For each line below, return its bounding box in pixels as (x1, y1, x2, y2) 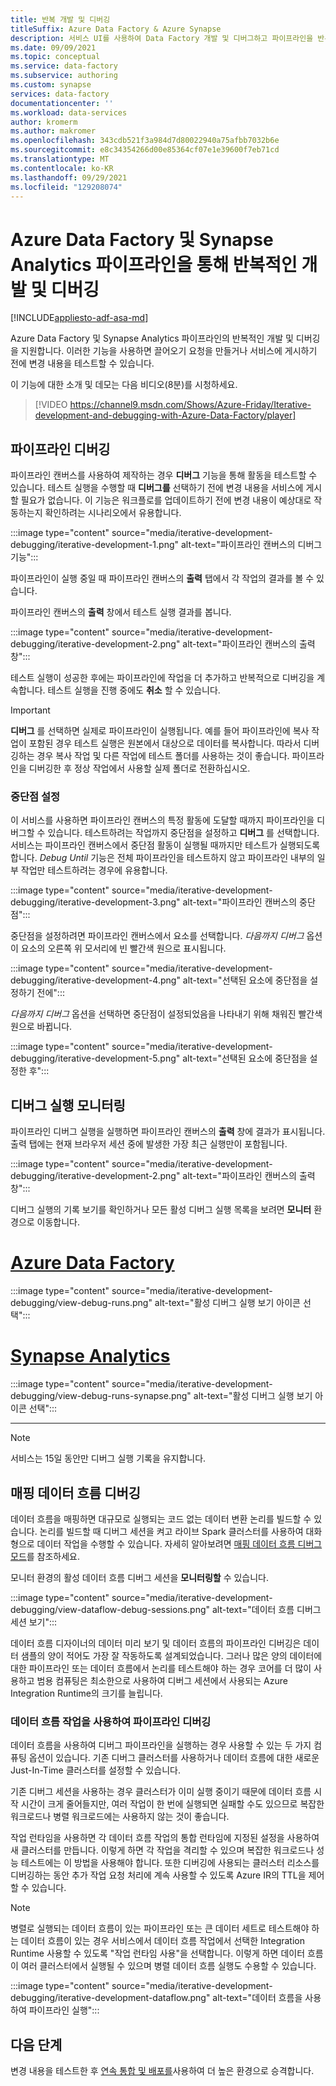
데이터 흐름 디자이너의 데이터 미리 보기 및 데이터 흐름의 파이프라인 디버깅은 (10, 1637, 302, 1649)
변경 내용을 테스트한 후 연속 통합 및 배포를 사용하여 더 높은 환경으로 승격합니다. (10, 2065, 315, 2077)
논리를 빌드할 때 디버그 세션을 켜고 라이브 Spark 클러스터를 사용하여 (39, 1525, 304, 1537)
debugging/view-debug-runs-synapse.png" (10, 1390, 192, 1402)
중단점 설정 (10, 790, 61, 804)
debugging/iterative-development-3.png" (10, 896, 181, 908)
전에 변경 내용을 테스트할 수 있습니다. (10, 357, 155, 370)
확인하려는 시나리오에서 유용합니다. (44, 507, 182, 519)
